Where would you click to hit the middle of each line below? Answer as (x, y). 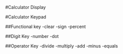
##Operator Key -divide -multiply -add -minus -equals (62, 46)
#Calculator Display (26, 7)
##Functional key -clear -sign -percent (46, 26)
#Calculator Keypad (26, 17)
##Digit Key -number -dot (32, 36)
